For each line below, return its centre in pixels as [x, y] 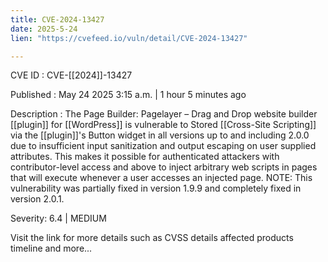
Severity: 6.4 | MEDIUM [58, 218]
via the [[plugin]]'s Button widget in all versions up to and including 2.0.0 [160, 135]
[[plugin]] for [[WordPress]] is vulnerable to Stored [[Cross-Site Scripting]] [163, 125]
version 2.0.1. [37, 199]
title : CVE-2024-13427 [57, 19]
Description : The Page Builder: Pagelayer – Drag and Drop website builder [164, 114]
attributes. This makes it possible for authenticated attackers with [145, 157]
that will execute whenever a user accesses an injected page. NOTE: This [161, 178]
